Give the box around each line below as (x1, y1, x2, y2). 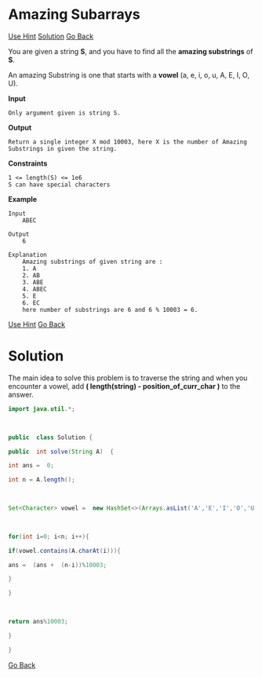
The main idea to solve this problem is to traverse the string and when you (8, 373, 248, 382)
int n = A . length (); (8, 476, 76, 484)
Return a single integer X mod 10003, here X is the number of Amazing (8, 137, 247, 146)
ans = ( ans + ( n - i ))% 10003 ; (8, 561, 107, 569)
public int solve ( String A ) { (8, 448, 114, 456)
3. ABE (22, 278, 44, 286)
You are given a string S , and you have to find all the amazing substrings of (8, 46, 253, 56)
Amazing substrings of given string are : (22, 258, 163, 265)
